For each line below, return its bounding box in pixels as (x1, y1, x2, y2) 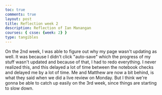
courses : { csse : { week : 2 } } (5, 30, 67, 35)
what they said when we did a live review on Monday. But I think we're (5, 75, 148, 81)
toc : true (5, 7, 26, 12)
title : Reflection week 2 (5, 21, 58, 26)
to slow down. (5, 85, 33, 91)
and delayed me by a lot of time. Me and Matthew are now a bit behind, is (5, 69, 154, 75)
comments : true (5, 12, 36, 17)
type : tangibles (5, 35, 38, 40)
